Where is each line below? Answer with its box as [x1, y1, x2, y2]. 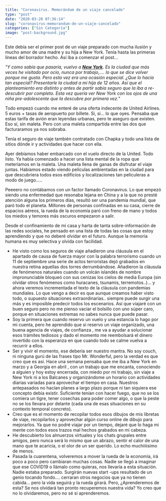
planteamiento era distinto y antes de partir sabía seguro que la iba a [5, 85, 147, 91]
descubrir [5, 90, 25, 96]
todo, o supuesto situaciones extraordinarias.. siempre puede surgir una [12, 295, 160, 301]
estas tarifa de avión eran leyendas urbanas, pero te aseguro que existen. [5, 116, 156, 121]
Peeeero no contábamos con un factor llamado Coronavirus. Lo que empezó [5, 187, 162, 192]
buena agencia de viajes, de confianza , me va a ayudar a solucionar [12, 327, 153, 333]
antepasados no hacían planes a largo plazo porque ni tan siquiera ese [12, 385, 157, 390]
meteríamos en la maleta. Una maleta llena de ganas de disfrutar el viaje [5, 162, 153, 167]
